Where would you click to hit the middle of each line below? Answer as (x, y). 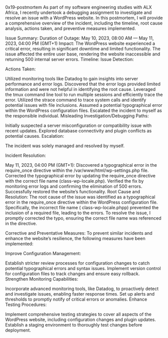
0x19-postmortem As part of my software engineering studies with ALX (78, 7)
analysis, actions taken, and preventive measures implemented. (70, 28)
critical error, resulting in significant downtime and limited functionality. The (83, 49)
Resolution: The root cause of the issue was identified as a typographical (80, 197)
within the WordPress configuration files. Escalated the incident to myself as (84, 110)
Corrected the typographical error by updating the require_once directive (80, 176)
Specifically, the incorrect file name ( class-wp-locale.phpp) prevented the (82, 207)
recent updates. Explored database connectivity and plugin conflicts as (78, 131)
